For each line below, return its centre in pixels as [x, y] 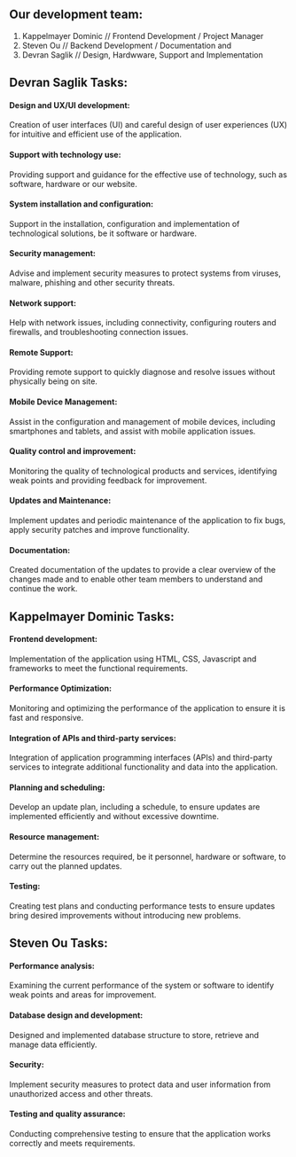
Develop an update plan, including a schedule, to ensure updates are [135, 807]
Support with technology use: [65, 155]
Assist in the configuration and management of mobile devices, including [142, 421]
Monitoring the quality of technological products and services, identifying [143, 471]
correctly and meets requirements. [72, 1144]
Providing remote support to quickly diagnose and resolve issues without [142, 372]
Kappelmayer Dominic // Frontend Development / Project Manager [143, 35]
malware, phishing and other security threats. [92, 283]
